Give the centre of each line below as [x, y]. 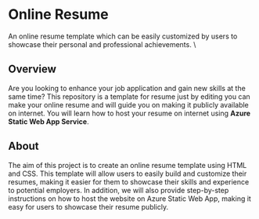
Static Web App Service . [49, 121]
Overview [32, 69]
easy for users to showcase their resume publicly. [88, 206]
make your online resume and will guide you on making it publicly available [128, 104]
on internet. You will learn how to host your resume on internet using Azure [129, 113]
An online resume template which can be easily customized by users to [123, 36]
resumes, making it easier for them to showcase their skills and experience [129, 181]
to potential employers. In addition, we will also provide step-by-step [119, 190]
